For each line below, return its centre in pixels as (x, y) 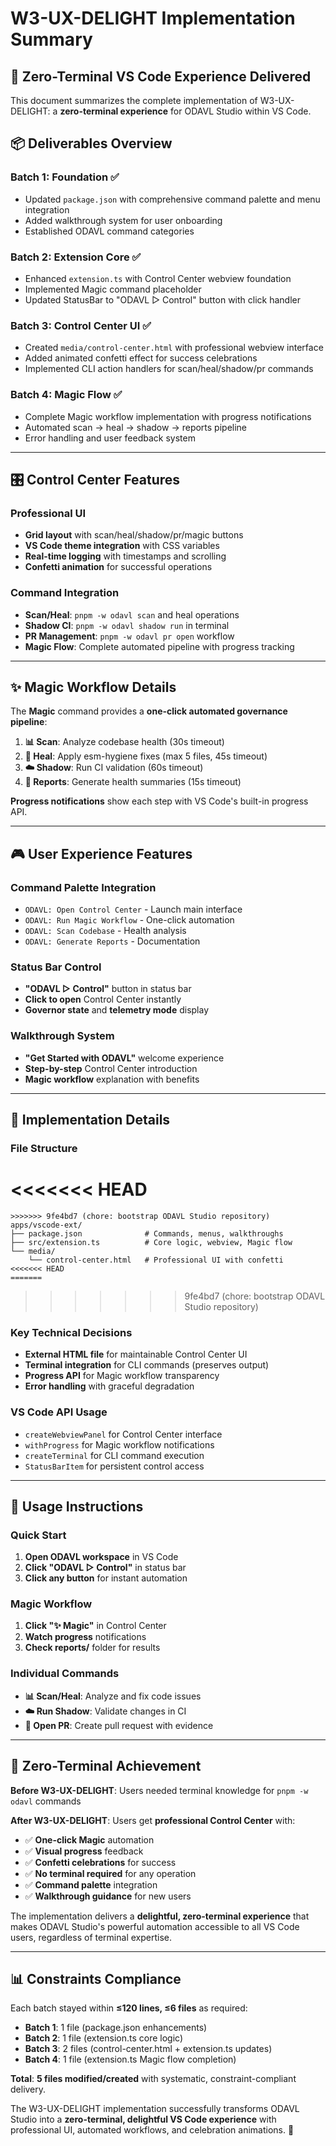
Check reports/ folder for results (92, 1648)
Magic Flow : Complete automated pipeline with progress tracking (159, 646)
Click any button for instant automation (106, 1578)
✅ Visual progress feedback (84, 1851)
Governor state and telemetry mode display (117, 1010)
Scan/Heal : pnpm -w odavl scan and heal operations (132, 614)
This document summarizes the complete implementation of (134, 100)
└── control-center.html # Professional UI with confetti (156, 1260)
